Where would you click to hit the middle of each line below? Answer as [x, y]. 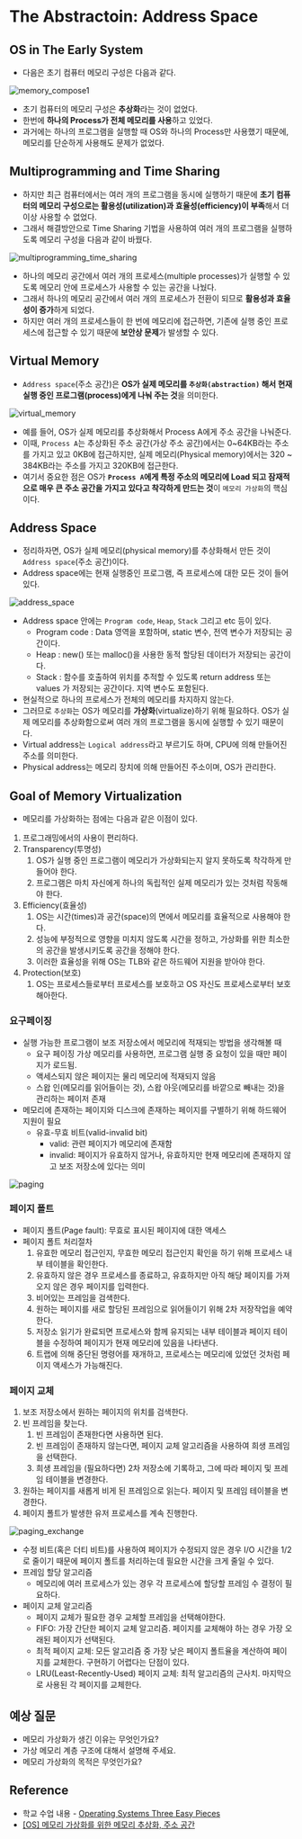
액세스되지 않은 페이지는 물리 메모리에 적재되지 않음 [126, 1076]
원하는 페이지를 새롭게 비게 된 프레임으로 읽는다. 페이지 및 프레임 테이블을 [151, 1491]
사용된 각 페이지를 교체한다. [93, 1685]
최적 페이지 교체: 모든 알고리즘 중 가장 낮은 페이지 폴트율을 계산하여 [153, 1651]
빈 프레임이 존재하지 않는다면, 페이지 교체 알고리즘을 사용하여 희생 [151, 1446]
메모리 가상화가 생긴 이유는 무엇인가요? [90, 1739]
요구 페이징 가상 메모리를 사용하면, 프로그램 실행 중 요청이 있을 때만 [153, 1054]
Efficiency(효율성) [54, 905]
